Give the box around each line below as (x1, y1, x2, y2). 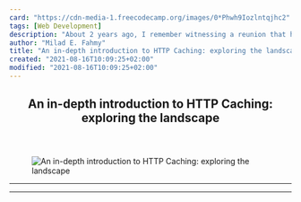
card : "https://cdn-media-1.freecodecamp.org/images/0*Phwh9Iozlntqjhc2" (9, 13, 291, 22)
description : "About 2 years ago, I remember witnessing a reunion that (9, 30, 287, 39)
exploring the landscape (81, 110, 220, 126)
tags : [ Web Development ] (9, 22, 102, 31)
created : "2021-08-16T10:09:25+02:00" (9, 55, 154, 64)
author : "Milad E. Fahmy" (9, 38, 106, 48)
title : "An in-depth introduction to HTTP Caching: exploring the (9, 47, 262, 56)
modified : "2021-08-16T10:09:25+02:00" (9, 64, 159, 73)
